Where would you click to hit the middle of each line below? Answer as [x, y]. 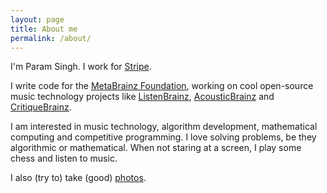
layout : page [37, 19]
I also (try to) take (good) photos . [78, 178]
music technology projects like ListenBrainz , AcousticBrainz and [142, 97]
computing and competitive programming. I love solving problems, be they [163, 137]
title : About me [44, 29]
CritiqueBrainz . [41, 107]
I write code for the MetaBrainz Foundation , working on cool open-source [162, 86]
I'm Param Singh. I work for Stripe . [81, 67]
